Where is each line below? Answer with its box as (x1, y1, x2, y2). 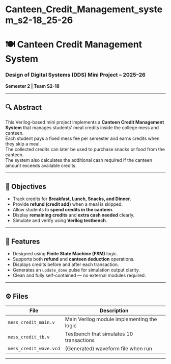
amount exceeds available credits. (5, 162, 77, 169)
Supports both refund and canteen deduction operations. (12, 256, 135, 262)
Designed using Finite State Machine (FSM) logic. (12, 251, 118, 257)
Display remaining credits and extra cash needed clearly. (12, 212, 135, 218)
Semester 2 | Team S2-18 (5, 83, 60, 89)
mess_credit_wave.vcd (8, 346, 60, 351)
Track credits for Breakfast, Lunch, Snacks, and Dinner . (12, 196, 131, 202)
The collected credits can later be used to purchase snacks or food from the (5, 147, 165, 153)
